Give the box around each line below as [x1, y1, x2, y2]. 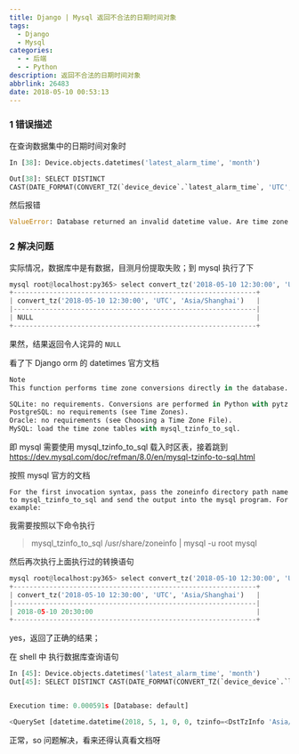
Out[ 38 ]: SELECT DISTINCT [9, 174, 105, 183]
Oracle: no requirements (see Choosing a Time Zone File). [9, 416, 233, 426]
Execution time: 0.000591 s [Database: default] [9, 701, 190, 710]
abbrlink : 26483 [9, 79, 69, 88]
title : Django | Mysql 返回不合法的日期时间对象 [9, 12, 177, 22]
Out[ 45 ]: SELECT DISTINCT [9, 677, 105, 686]
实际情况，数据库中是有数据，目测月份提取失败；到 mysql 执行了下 [9, 262, 255, 272]
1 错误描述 [9, 118, 53, 131]
